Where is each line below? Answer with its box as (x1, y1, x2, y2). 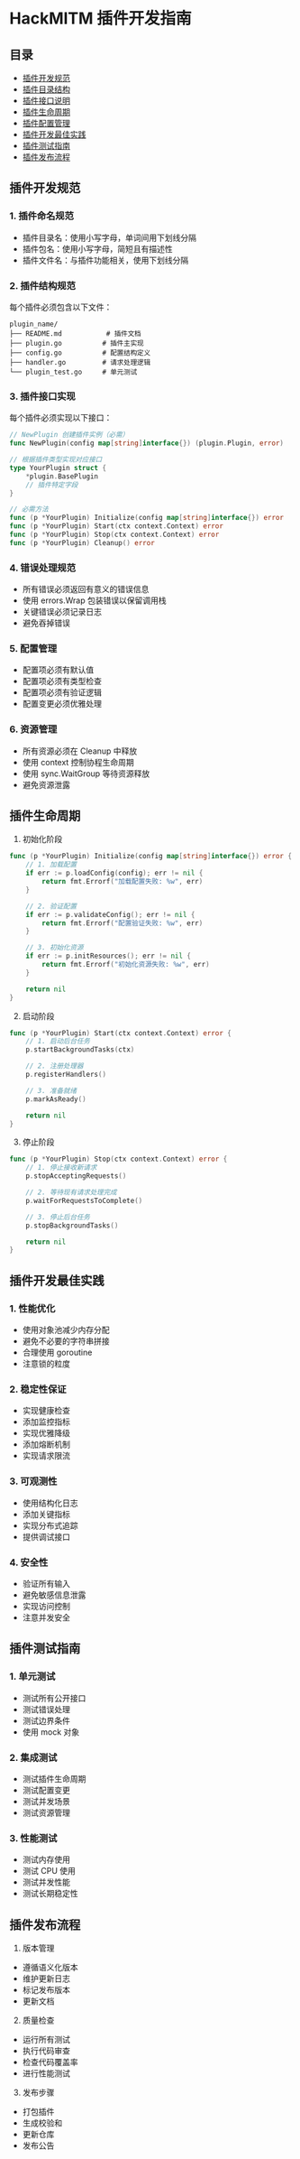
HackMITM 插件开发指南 (9, 8, 192, 29)
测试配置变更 (22, 1784, 70, 1795)
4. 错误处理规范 (9, 561, 77, 574)
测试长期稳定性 (22, 1888, 78, 1899)
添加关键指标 (22, 1508, 70, 1519)
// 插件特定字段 (25, 480, 78, 489)
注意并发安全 (22, 1612, 70, 1623)
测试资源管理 (22, 1807, 70, 1818)
